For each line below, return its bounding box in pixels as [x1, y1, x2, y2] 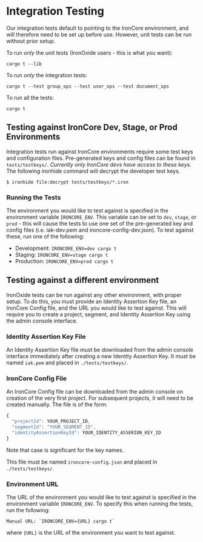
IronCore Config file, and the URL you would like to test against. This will [6, 304, 187, 311]
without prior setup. [6, 37, 56, 44]
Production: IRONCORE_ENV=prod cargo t [15, 257, 114, 265]
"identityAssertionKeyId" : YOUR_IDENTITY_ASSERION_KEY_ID [12, 430, 162, 436]
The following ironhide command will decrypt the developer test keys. [6, 167, 181, 175]
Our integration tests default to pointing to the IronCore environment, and [6, 24, 189, 32]
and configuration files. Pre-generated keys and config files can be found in [6, 154, 196, 162]
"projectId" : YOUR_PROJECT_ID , [12, 419, 91, 425]
